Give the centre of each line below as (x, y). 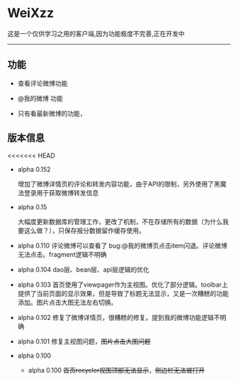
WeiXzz (31, 13)
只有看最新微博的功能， (52, 113)
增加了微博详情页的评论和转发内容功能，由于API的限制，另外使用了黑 (119, 184)
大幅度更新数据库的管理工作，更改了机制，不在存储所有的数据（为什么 (120, 221)
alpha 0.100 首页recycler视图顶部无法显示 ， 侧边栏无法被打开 (117, 370)
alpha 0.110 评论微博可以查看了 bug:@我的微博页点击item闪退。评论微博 (123, 245)
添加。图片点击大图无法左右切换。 (67, 302)
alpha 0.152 (34, 169)
